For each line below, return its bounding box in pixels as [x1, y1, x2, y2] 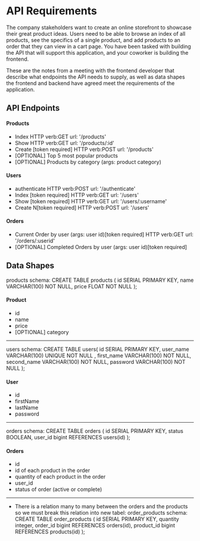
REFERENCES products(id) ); [14, 528, 85, 536]
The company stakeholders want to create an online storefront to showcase [6, 24, 192, 31]
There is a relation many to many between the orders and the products [14, 503, 188, 510]
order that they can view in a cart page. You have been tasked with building [6, 43, 192, 50]
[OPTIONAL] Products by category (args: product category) [14, 158, 162, 165]
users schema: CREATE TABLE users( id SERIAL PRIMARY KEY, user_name [6, 345, 189, 353]
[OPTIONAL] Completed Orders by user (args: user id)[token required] [14, 243, 187, 250]
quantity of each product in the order [14, 473, 106, 480]
